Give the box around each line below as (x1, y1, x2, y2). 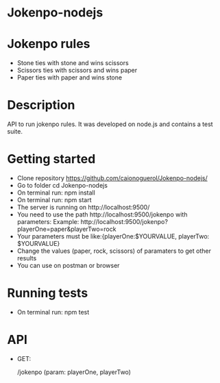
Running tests (7, 286, 88, 301)
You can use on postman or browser (16, 262, 120, 269)
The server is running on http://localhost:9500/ (16, 203, 150, 211)
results (16, 254, 37, 262)
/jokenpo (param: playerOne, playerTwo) (16, 368, 132, 376)
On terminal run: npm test (16, 308, 90, 316)
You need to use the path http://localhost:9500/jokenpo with (16, 210, 188, 219)
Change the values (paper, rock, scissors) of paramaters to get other (16, 247, 211, 255)
